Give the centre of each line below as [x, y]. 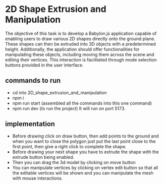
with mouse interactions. [37, 178]
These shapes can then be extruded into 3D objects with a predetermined [81, 44]
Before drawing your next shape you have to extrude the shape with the [85, 152]
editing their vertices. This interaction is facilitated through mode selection [81, 60]
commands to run [33, 81]
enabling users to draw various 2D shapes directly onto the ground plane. [80, 39]
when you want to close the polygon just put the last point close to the [84, 141]
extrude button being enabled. [43, 157]
